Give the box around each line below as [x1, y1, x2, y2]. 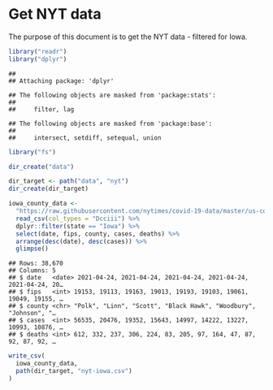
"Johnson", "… [8, 310, 57, 318]
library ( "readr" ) [8, 47, 67, 55]
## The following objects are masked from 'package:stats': [8, 91, 217, 99]
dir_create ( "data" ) [8, 162, 75, 171]
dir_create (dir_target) [8, 184, 89, 193]
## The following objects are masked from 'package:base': [8, 119, 213, 128]
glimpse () [15, 245, 49, 253]
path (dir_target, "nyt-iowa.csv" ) [15, 367, 132, 375]
